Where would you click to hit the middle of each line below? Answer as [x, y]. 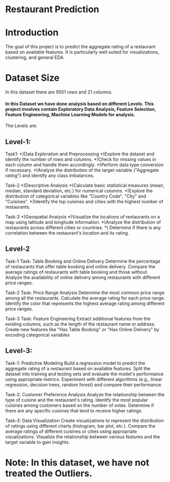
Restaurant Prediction [52, 9]
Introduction [32, 33]
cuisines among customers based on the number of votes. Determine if [80, 405]
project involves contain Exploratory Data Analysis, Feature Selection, [81, 109]
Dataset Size [32, 78]
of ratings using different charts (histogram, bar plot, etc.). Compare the [80, 426]
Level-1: [18, 141]
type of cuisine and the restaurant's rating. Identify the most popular [77, 400]
